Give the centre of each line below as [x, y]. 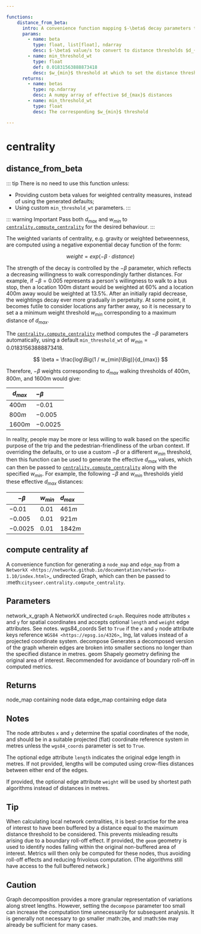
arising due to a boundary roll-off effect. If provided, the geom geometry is [97, 840]
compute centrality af [47, 550]
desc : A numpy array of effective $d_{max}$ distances [102, 95]
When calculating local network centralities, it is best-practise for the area [97, 821]
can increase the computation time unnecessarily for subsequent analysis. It [100, 912]
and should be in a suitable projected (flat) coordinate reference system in [98, 739]
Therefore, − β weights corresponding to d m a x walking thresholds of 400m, [98, 371]
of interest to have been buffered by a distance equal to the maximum [92, 828]
